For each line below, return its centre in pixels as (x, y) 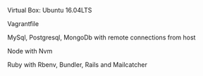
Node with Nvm (30, 51)
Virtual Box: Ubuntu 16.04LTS (50, 10)
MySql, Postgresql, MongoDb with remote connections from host (101, 37)
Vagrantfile (23, 24)
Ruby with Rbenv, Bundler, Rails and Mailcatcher (78, 65)
